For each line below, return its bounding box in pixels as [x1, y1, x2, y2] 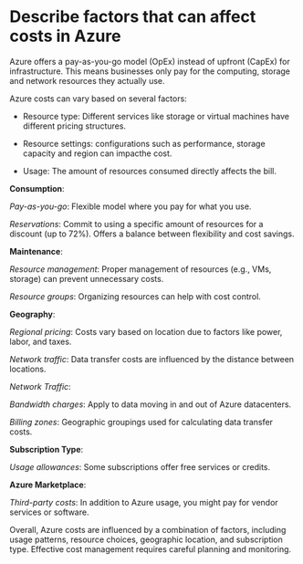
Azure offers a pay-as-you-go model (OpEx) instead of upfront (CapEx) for [9, 56, 290, 67]
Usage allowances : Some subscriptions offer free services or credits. [9, 461, 271, 472]
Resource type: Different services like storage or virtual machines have [22, 110, 290, 121]
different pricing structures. [22, 120, 126, 131]
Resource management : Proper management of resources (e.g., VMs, [9, 263, 272, 275]
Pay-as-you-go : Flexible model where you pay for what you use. [9, 201, 252, 212]
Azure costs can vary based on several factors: [9, 93, 187, 104]
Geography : [9, 308, 56, 319]
